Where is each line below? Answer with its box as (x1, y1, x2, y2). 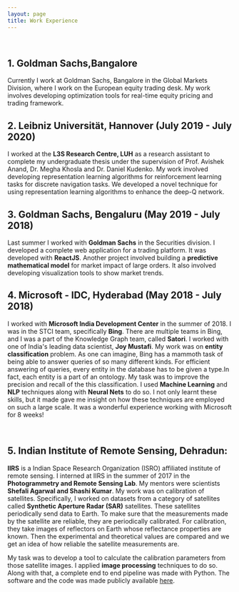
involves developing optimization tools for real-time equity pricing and (7, 91, 213, 100)
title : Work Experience (7, 17, 78, 24)
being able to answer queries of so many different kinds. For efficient (7, 357, 210, 366)
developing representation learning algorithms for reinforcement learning (7, 173, 222, 181)
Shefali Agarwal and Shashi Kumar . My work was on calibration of (7, 486, 205, 495)
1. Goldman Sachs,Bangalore (7, 57, 138, 69)
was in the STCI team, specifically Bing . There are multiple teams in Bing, (7, 327, 223, 335)
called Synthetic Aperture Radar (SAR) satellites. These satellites (7, 501, 201, 510)
